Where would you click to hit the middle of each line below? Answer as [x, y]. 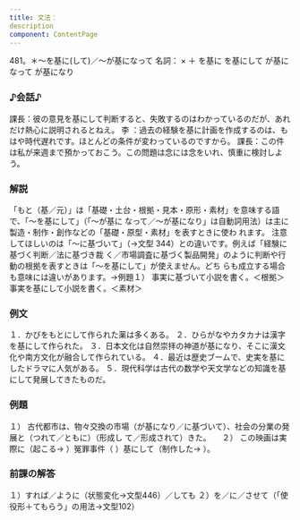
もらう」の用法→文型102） [90, 506]
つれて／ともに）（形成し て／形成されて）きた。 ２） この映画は [156, 437]
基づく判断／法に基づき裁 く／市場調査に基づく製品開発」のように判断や [144, 254]
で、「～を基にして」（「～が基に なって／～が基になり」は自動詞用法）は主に [149, 221]
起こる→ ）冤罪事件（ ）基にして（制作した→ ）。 [124, 448]
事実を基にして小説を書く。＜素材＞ [76, 288]
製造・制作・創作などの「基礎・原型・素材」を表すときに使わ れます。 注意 [149, 232]
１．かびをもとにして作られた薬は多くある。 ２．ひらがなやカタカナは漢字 [148, 335]
